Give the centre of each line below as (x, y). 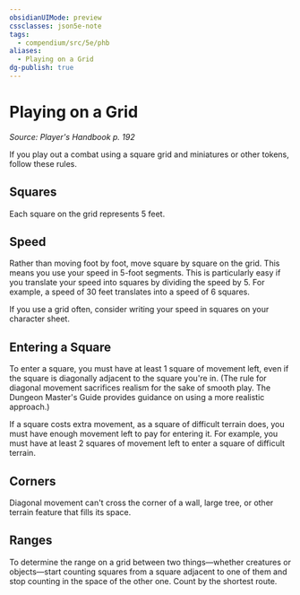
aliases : (26, 51)
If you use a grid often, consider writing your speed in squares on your (139, 310)
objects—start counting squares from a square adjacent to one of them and (149, 572)
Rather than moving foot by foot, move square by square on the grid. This (145, 263)
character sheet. (39, 319)
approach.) (30, 407)
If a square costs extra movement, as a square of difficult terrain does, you (147, 424)
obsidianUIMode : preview (56, 17)
